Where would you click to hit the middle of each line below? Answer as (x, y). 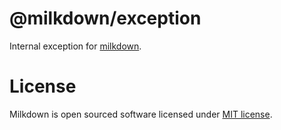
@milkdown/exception (105, 18)
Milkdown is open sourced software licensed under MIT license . (141, 114)
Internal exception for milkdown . (75, 46)
